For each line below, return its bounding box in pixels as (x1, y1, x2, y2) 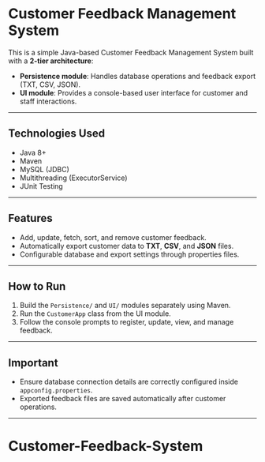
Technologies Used (8, 127, 105, 141)
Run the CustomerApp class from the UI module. (19, 309, 171, 318)
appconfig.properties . (19, 385, 93, 395)
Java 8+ (19, 148, 47, 157)
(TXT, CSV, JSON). (19, 80, 81, 89)
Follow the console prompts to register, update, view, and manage (19, 317, 234, 327)
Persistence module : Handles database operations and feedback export (19, 71, 256, 81)
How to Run (8, 280, 66, 293)
